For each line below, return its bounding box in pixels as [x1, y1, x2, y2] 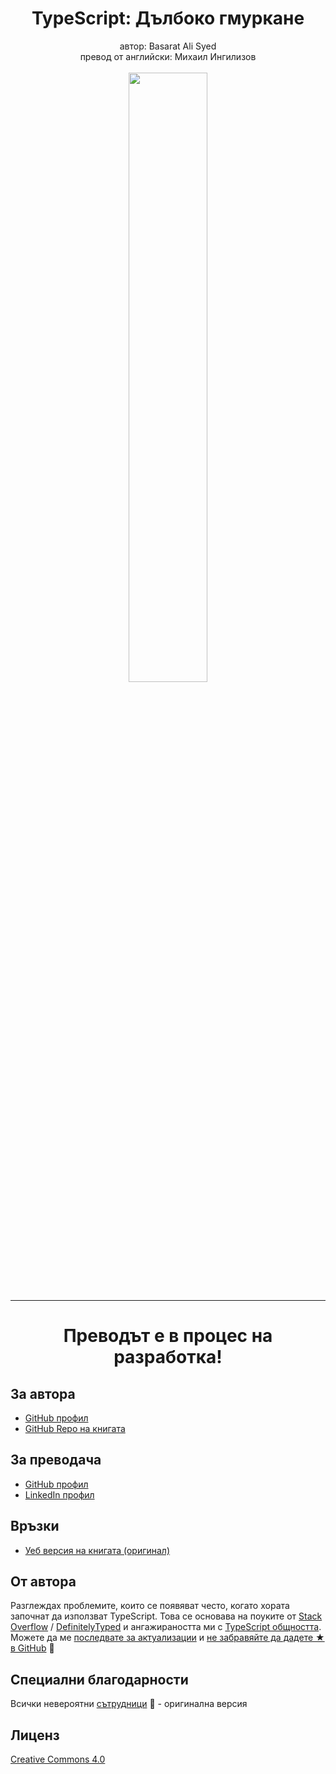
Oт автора [10, 1573, 77, 1590]
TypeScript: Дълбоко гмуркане [31, 7, 305, 30]
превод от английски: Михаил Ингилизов [79, 50, 257, 62]
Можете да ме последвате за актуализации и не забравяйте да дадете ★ [10, 1632, 325, 1644]
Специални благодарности [10, 1671, 189, 1688]
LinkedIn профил [24, 1488, 95, 1501]
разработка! [113, 1346, 223, 1369]
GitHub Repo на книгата [24, 1422, 126, 1434]
